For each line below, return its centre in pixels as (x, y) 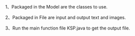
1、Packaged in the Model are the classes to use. (56, 7)
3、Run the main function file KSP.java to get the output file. (68, 28)
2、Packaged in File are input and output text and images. (66, 17)
